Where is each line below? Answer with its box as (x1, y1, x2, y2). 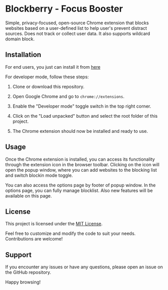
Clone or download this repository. (12, 83, 85, 89)
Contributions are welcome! (5, 236, 63, 242)
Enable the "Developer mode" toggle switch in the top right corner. (12, 103, 151, 109)
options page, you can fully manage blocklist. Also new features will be (5, 187, 153, 194)
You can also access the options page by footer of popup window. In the (5, 182, 156, 188)
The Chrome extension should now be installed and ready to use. (12, 128, 148, 134)
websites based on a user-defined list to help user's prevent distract (5, 25, 147, 31)
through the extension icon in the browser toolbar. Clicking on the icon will (5, 161, 160, 167)
